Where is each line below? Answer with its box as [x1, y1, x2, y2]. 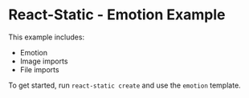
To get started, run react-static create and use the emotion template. [8, 80, 241, 90]
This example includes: [8, 32, 85, 42]
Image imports [19, 56, 68, 66]
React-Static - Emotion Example [8, 6, 227, 24]
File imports [19, 64, 59, 74]
